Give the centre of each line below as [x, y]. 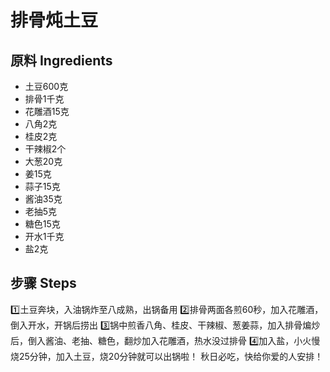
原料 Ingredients [61, 60]
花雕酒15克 [47, 111]
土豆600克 [46, 86]
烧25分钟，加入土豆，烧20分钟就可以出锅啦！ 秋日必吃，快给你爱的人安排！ [167, 356]
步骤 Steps [43, 283]
